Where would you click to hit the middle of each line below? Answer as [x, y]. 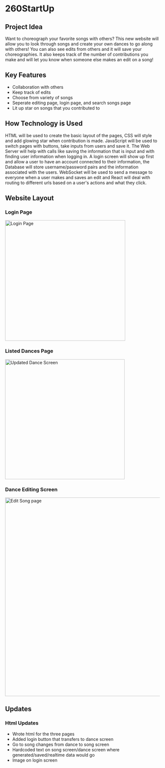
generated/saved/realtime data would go [53, 755]
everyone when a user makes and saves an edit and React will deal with [78, 177]
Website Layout [29, 198]
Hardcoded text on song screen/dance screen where [66, 749]
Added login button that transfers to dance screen [63, 739]
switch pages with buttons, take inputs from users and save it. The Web [78, 146]
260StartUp [30, 9]
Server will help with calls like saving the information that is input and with [80, 151]
